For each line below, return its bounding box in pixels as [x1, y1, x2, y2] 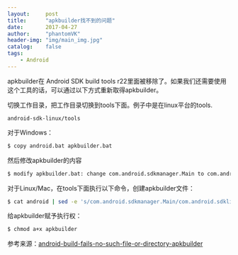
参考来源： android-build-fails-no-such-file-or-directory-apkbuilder [7, 239, 203, 248]
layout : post [7, 10, 59, 18]
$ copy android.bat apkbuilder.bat [7, 142, 113, 149]
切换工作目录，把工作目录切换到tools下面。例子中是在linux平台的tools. [7, 101, 213, 109]
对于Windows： [7, 128, 54, 137]
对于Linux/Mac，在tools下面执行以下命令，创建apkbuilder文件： [7, 183, 195, 192]
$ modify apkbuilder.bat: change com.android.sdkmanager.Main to [7, 170, 204, 177]
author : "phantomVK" [7, 30, 81, 38]
